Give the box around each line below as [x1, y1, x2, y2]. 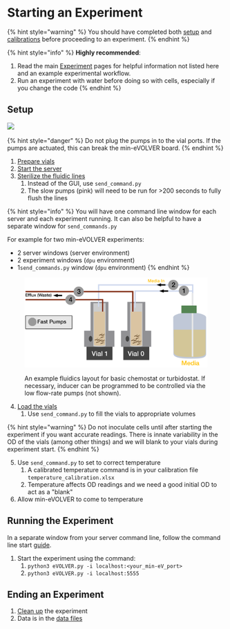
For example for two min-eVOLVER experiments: [7, 235, 144, 243]
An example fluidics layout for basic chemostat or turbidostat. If [24, 374, 206, 383]
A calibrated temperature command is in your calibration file [27, 465, 199, 474]
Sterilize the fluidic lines [17, 171, 86, 180]
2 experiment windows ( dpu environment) [17, 255, 135, 264]
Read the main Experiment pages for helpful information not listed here [17, 61, 220, 70]
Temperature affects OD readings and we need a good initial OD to [27, 480, 218, 488]
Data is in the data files [17, 615, 83, 623]
